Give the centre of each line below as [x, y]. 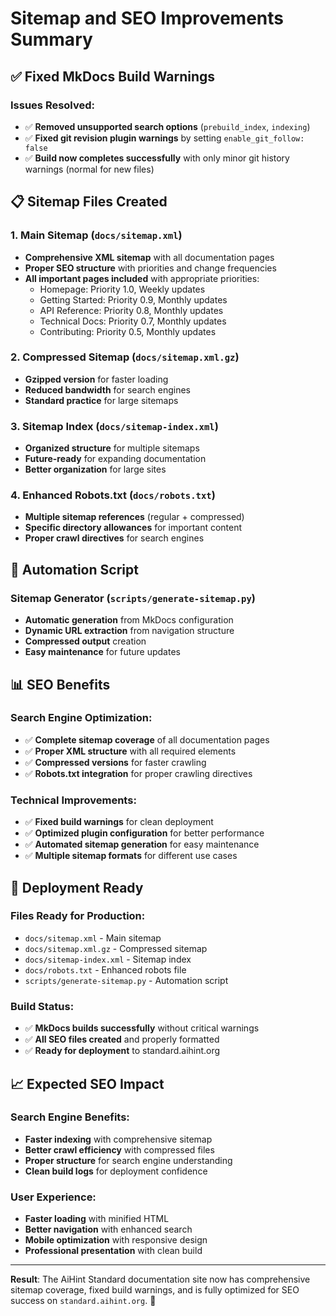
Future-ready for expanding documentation [115, 459]
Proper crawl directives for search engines [114, 538]
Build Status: [42, 1006]
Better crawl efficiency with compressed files [119, 1149]
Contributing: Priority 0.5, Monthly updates [128, 331]
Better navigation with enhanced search [108, 1229]
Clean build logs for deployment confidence [116, 1171]
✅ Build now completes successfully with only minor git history [157, 158]
